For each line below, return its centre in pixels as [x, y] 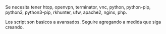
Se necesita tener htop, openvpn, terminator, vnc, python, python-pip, [78, 7]
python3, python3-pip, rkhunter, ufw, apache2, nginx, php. [66, 12]
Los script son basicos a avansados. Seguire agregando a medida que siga [83, 22]
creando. [15, 27]
